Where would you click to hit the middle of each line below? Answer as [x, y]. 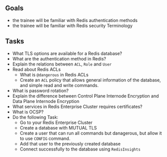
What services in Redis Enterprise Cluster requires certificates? [77, 106]
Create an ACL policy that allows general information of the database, [90, 80]
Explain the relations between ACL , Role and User [62, 64]
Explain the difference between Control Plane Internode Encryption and [85, 96]
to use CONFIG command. [45, 138]
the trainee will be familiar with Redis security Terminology [73, 25]
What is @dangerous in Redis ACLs [54, 74]
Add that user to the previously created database [70, 143]
